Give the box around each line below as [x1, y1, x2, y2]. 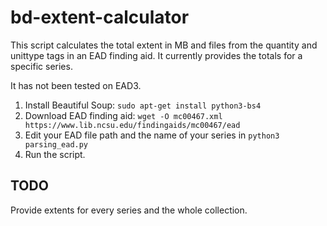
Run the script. [24, 148, 86, 160]
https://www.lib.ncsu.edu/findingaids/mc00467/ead [24, 120, 241, 130]
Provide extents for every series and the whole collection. [10, 204, 248, 216]
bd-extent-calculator [10, 6, 190, 29]
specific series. [10, 60, 73, 72]
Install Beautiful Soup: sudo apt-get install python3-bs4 [24, 99, 262, 111]
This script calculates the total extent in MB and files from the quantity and [10, 39, 318, 51]
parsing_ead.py [24, 139, 89, 150]
